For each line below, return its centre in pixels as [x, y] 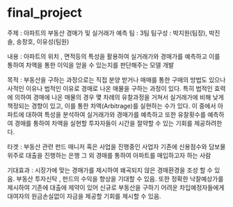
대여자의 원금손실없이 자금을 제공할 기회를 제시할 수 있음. [84, 196]
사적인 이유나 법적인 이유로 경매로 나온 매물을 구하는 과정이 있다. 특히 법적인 [110, 88]
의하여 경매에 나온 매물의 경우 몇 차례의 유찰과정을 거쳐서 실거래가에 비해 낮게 [119, 97]
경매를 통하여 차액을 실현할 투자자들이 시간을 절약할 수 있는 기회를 [103, 123]
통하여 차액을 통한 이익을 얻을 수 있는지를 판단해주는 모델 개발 [91, 65]
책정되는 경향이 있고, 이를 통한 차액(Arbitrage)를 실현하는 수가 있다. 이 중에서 [112, 106]
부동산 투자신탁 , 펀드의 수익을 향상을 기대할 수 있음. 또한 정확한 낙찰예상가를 [120, 179]
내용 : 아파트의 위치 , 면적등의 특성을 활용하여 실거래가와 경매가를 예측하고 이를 [114, 56]
